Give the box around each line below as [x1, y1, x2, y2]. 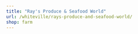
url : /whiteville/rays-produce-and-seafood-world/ [6, 14, 133, 20]
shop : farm [6, 19, 33, 25]
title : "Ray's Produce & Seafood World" [6, 8, 107, 14]
